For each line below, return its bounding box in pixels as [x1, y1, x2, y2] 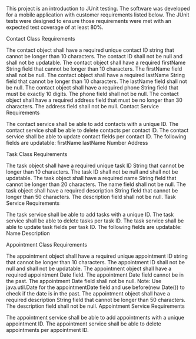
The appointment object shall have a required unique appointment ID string [6, 252, 188, 260]
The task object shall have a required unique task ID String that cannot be [6, 162, 184, 169]
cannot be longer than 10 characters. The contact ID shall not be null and [6, 53, 183, 59]
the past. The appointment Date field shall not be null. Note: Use [6, 278, 162, 284]
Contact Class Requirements [6, 35, 75, 42]
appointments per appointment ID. [6, 327, 89, 333]
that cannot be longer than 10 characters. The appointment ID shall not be [6, 259, 185, 265]
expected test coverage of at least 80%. [6, 24, 104, 31]
